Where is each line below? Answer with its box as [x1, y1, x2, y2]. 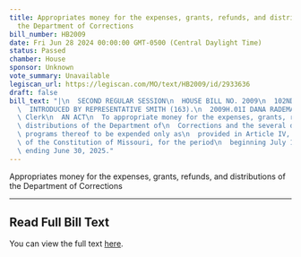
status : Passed [9, 47, 66, 56]
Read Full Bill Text [9, 215, 110, 230]
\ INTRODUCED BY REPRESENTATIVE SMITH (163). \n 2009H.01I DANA [17, 105, 267, 114]
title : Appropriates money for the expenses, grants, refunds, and [9, 13, 267, 22]
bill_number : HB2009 [9, 30, 87, 39]
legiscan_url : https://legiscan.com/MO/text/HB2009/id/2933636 [9, 80, 251, 89]
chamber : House [9, 55, 66, 64]
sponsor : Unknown [9, 64, 74, 73]
